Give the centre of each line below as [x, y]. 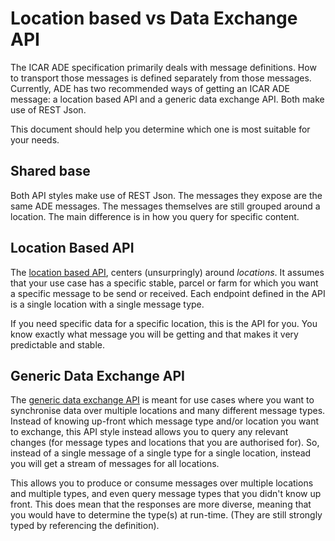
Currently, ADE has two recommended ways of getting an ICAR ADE [150, 88]
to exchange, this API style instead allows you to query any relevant [149, 432]
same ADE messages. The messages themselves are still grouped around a [165, 206]
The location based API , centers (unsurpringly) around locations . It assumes [167, 272]
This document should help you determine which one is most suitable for [160, 129]
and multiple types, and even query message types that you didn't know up [166, 494]
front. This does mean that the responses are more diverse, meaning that [161, 504]
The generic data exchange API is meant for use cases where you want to [162, 400]
